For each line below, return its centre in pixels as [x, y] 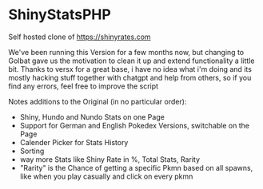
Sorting [32, 151]
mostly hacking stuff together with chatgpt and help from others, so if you [130, 77]
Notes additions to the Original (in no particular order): [98, 101]
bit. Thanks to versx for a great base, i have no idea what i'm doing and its [130, 69]
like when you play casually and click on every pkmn [106, 176]
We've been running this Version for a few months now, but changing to [126, 52]
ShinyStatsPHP [60, 15]
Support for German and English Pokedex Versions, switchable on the [135, 125]
